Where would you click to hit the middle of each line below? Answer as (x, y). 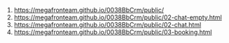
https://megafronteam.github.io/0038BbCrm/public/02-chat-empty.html (118, 17)
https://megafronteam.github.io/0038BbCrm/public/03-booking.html (113, 32)
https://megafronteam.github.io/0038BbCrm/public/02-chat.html (107, 25)
